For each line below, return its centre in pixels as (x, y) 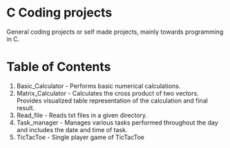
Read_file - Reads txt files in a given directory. (82, 115)
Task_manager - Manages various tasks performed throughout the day (117, 123)
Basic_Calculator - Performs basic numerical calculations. (98, 86)
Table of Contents (59, 67)
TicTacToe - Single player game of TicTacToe (80, 137)
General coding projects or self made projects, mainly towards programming (115, 32)
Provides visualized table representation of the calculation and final (112, 101)
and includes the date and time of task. (72, 129)
